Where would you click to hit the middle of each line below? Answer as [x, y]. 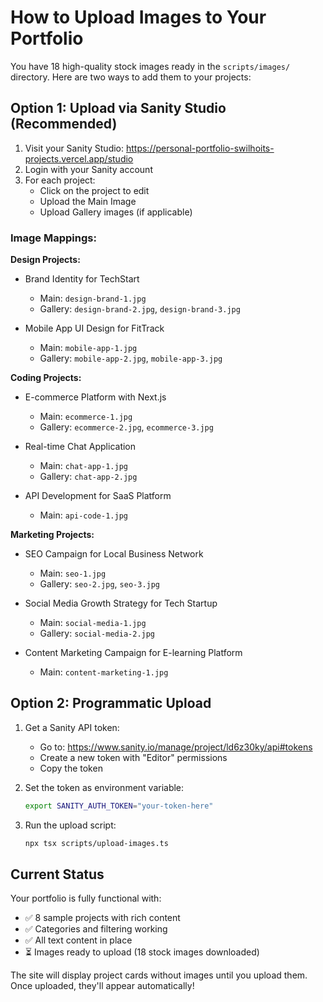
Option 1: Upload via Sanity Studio [118, 108]
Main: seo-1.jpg [73, 573]
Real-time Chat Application [80, 447]
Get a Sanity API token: [72, 727]
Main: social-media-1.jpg [93, 623]
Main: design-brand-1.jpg [93, 298]
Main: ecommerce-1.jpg [86, 417]
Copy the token [71, 768]
